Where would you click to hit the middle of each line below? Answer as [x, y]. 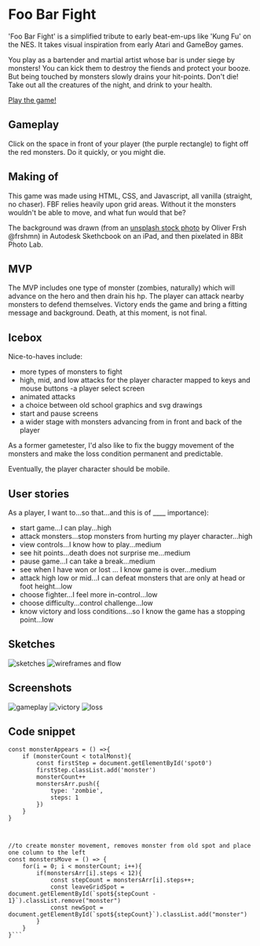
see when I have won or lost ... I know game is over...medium [118, 570]
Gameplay [34, 125]
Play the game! [32, 100]
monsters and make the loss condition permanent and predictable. [116, 454]
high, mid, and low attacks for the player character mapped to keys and [135, 380]
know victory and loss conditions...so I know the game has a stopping [132, 611]
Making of [33, 177]
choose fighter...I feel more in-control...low [89, 594]
